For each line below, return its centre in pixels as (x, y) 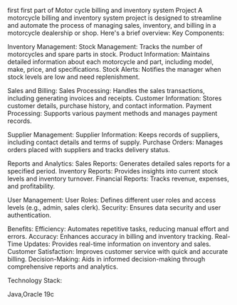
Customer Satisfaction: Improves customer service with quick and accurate (118, 251)
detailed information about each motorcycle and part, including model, (111, 62)
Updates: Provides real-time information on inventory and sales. (117, 244)
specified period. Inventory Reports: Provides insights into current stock (113, 171)
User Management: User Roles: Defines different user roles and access (112, 200)
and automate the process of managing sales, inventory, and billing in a (112, 25)
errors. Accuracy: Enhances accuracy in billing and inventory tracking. (110, 236)
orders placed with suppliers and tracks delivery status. (89, 150)
